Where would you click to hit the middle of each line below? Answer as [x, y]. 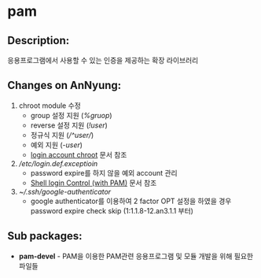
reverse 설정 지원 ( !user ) [69, 125]
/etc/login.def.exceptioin [58, 163]
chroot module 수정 [50, 106]
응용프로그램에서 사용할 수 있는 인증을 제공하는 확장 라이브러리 [103, 60]
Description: [39, 41]
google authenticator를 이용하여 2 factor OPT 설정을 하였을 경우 [131, 201]
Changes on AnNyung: [64, 85]
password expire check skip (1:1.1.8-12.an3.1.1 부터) [112, 210]
